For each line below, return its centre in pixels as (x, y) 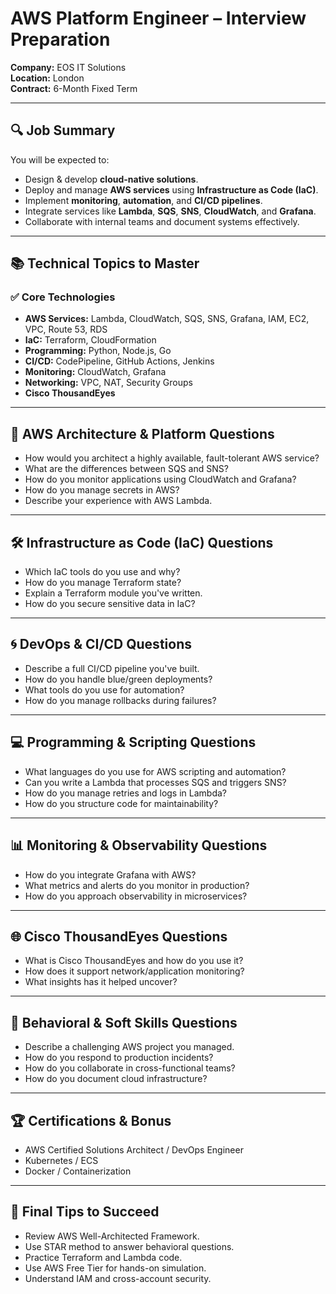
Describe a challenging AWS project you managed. (129, 1047)
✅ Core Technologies (63, 297)
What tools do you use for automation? (104, 689)
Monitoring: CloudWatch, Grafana (95, 372)
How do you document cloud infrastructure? (116, 1079)
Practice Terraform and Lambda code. (103, 1257)
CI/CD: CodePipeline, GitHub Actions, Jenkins (119, 361)
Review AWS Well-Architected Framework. (112, 1236)
